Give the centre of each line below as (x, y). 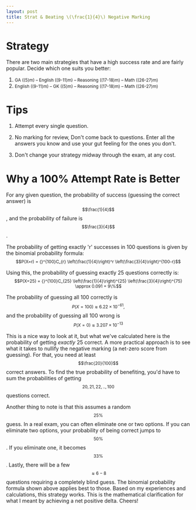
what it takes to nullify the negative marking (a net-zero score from (87, 349)
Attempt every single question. (51, 126)
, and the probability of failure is (44, 218)
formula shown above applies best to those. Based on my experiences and (96, 488)
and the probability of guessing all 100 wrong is (63, 316)
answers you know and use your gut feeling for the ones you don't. (95, 144)
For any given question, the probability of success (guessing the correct (93, 195)
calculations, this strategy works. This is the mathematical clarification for (95, 495)
